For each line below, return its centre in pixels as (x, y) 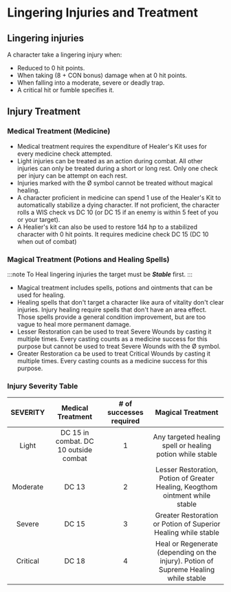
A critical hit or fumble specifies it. (66, 90)
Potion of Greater (187, 478)
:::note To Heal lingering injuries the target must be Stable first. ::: (100, 274)
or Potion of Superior (187, 524)
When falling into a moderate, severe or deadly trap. (91, 83)
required (125, 421)
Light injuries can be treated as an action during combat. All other (110, 161)
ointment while (187, 496)
